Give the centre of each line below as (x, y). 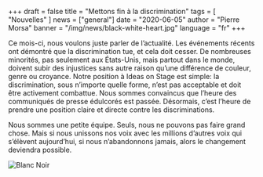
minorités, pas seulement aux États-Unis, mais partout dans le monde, (122, 60)
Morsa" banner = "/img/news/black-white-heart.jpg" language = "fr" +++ (127, 28)
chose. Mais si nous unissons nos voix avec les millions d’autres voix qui (125, 133)
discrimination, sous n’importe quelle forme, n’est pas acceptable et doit (125, 85)
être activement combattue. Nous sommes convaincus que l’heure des (122, 93)
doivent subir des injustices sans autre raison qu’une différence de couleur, (130, 68)
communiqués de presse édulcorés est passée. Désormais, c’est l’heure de (130, 101)
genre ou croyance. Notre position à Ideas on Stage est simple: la (114, 76)
